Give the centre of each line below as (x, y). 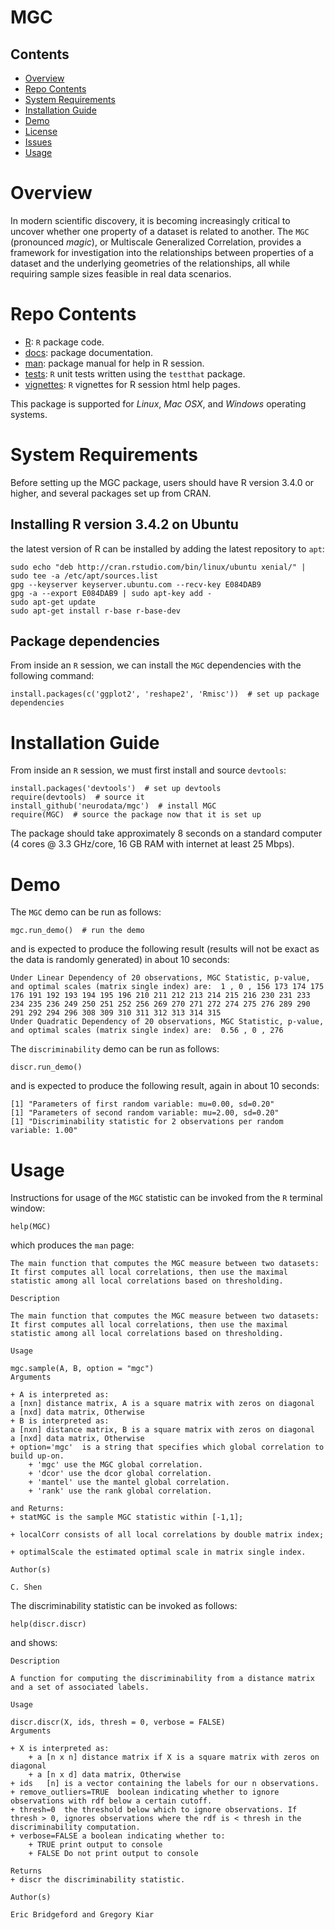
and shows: (34, 1643)
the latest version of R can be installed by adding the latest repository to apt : (167, 548)
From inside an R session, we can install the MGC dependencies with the (156, 665)
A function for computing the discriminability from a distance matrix (162, 1679)
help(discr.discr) (48, 1624)
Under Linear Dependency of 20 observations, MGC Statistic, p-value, (160, 978)
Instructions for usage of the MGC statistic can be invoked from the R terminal (166, 1198)
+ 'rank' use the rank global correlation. (120, 1491)
